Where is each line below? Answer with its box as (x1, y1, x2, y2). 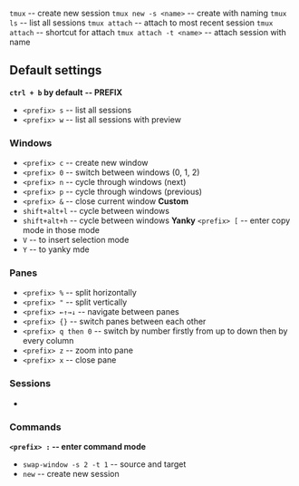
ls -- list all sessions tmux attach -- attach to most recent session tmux (9, 17, 274, 28)
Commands (9, 421, 62, 433)
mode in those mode (22, 225, 100, 236)
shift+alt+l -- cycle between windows (22, 206, 170, 217)
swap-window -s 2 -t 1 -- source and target (22, 459, 187, 470)
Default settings (9, 63, 102, 78)
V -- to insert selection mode (22, 235, 130, 246)
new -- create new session (22, 469, 120, 479)
